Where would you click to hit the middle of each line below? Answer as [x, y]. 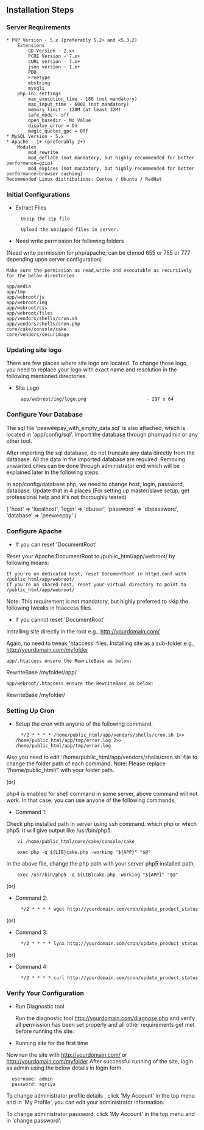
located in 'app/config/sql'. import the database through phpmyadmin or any [102, 434]
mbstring [39, 83]
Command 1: [31, 812]
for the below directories [40, 275]
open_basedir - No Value [60, 120]
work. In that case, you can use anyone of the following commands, [91, 800]
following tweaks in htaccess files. [49, 608]
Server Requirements [39, 27]
